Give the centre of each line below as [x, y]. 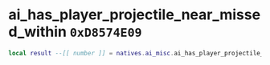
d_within [37, 32]
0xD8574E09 [106, 33]
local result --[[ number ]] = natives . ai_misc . [91, 53]
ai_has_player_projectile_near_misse [135, 15]
